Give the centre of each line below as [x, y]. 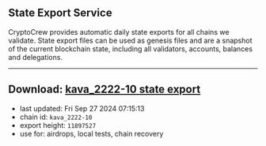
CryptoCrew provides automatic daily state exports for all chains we [119, 32]
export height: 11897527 [58, 125]
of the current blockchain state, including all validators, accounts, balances [131, 49]
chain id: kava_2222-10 [56, 117]
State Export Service [60, 13]
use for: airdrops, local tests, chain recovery [91, 133]
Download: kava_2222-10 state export [104, 90]
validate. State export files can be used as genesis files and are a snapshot [130, 40]
